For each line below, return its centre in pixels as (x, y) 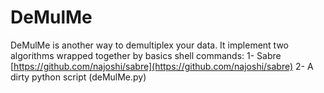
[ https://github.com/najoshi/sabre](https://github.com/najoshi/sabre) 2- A (162, 66)
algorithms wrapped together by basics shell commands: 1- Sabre (146, 55)
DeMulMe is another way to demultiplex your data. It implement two (149, 45)
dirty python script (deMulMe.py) (78, 77)
